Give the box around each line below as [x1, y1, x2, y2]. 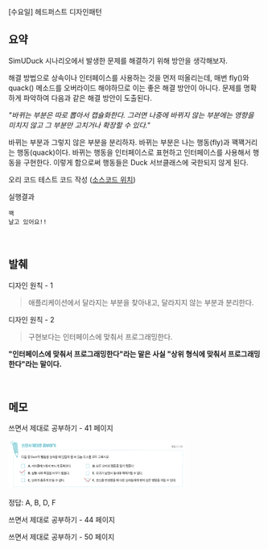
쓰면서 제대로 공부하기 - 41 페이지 [8, 423, 114, 433]
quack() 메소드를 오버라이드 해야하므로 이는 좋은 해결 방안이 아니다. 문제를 [8, 83, 242, 93]
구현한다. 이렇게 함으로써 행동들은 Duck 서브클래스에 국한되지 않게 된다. [23, 157, 249, 167]
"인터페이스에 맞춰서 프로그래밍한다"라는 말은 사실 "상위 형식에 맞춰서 [8, 349, 227, 359]
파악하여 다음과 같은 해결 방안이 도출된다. [23, 93, 153, 102]
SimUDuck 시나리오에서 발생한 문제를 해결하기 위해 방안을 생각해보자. [8, 56, 228, 65]
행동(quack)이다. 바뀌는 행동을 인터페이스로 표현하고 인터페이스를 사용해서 [16, 148, 251, 157]
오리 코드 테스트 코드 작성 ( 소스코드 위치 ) [8, 174, 136, 184]
